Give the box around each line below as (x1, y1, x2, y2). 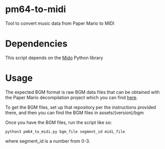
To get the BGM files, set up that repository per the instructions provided (5, 104, 156, 110)
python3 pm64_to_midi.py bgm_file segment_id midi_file (5, 129, 125, 134)
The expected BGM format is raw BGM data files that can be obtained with (5, 89, 160, 95)
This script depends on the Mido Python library (5, 55, 103, 61)
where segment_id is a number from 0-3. (5, 138, 90, 144)
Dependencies (5, 38, 68, 49)
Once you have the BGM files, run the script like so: (5, 119, 112, 125)
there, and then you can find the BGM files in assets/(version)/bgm (5, 110, 144, 116)
